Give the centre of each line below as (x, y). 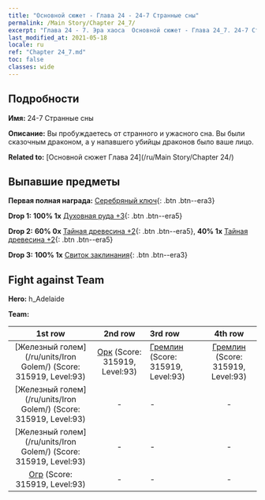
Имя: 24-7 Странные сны (51, 118)
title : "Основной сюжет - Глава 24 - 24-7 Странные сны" (104, 15)
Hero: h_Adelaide (36, 299)
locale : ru (26, 45)
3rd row (164, 334)
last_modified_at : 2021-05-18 (58, 38)
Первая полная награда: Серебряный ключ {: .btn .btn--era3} (112, 201)
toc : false (26, 60)
